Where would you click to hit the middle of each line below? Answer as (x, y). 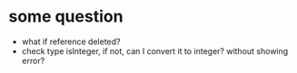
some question (66, 17)
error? (33, 60)
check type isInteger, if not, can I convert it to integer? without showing (155, 50)
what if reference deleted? (71, 41)
